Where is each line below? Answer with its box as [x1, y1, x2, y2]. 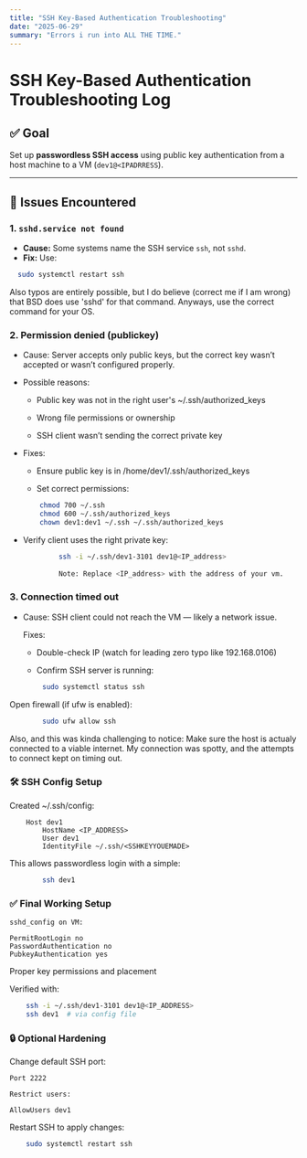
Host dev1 [26, 817, 64, 827]
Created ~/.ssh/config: [9, 800, 95, 811]
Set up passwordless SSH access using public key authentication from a [9, 150, 285, 161]
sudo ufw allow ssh [42, 717, 117, 726]
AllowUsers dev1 [9, 1106, 71, 1115]
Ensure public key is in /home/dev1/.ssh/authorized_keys [36, 465, 250, 476]
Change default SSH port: [9, 1057, 107, 1068]
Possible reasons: [22, 377, 90, 388]
